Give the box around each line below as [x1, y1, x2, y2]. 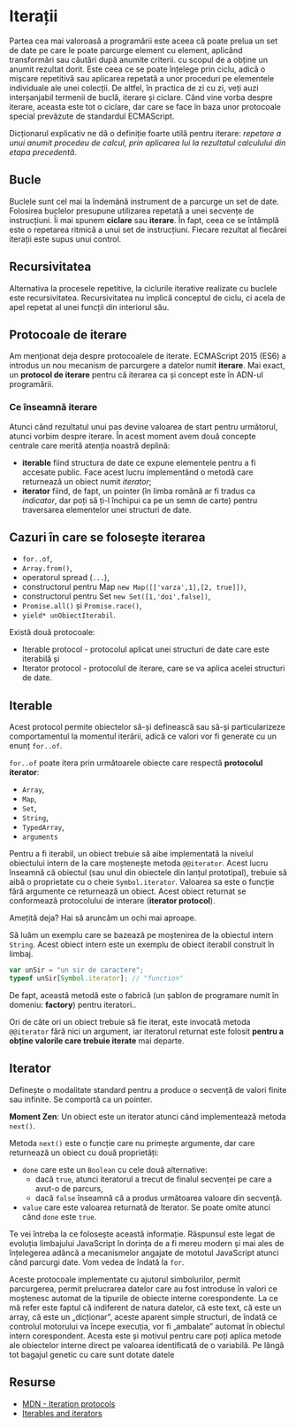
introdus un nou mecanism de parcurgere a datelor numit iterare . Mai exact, [9, 361, 285, 371]
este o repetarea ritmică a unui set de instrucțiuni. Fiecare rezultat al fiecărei [9, 224, 287, 235]
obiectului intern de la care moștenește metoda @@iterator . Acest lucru [9, 857, 269, 869]
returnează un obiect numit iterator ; [21, 476, 152, 486]
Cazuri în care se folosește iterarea [9, 530, 206, 546]
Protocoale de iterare [9, 327, 128, 342]
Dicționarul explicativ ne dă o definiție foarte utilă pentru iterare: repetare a [9, 128, 282, 138]
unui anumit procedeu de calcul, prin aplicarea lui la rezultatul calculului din [9, 137, 286, 148]
